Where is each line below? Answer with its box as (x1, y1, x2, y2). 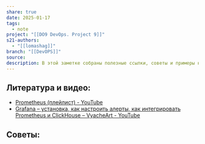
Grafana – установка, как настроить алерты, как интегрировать (15, 105, 181, 113)
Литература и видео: (6, 82, 91, 93)
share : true (6, 9, 37, 15)
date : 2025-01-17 (6, 15, 51, 21)
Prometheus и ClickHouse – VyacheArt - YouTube (15, 112, 140, 119)
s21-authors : (6, 37, 40, 43)
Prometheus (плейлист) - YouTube (15, 99, 103, 106)
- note (12, 26, 29, 32)
